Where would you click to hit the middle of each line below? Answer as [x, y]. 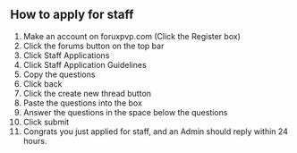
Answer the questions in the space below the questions [125, 112]
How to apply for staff [72, 15]
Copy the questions [59, 74]
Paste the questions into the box [82, 103]
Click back [42, 83]
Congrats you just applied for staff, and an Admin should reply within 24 [156, 131]
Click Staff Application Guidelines [85, 64]
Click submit [46, 122]
